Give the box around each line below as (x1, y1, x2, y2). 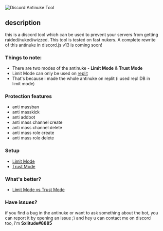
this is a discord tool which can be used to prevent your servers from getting (5, 32, 159, 38)
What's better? (5, 175, 41, 182)
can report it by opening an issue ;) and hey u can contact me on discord (5, 215, 151, 221)
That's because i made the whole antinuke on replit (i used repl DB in (12, 76, 150, 81)
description (5, 19, 41, 27)
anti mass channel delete (12, 125, 62, 131)
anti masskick (12, 109, 40, 115)
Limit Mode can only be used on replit (12, 71, 88, 77)
